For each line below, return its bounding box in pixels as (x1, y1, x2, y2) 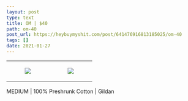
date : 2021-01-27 (6, 43, 51, 49)
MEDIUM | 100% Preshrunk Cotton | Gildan (6, 88, 115, 95)
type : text (6, 15, 34, 21)
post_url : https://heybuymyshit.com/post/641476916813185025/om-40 (6, 32, 182, 38)
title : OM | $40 (6, 20, 48, 26)
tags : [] (6, 37, 29, 43)
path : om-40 (6, 26, 37, 32)
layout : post (6, 9, 40, 15)
